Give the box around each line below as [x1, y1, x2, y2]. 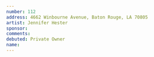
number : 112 [6, 8, 36, 15]
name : [6, 42, 20, 48]
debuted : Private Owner [6, 36, 66, 42]
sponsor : [6, 25, 28, 31]
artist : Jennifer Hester [6, 20, 68, 26]
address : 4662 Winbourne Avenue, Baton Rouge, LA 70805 [6, 14, 148, 20]
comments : [6, 31, 31, 37]
